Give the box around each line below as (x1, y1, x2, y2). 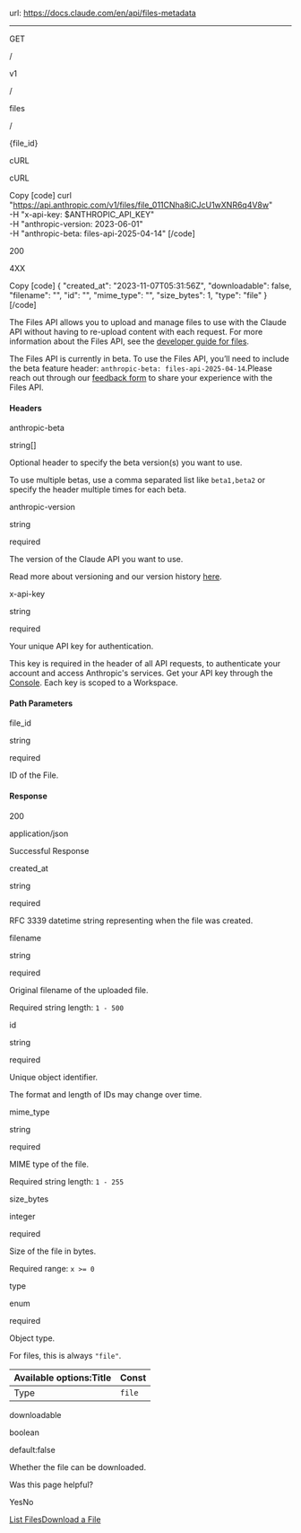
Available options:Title (13, 1371, 112, 1384)
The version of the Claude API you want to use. (9, 554, 184, 565)
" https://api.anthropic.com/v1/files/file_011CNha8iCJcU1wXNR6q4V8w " (9, 199, 273, 210)
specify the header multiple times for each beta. (9, 484, 186, 495)
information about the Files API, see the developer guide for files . (9, 336, 249, 347)
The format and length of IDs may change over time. (9, 1088, 202, 1099)
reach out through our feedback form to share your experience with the (9, 373, 273, 383)
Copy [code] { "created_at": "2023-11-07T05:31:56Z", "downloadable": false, (9, 280, 292, 291)
